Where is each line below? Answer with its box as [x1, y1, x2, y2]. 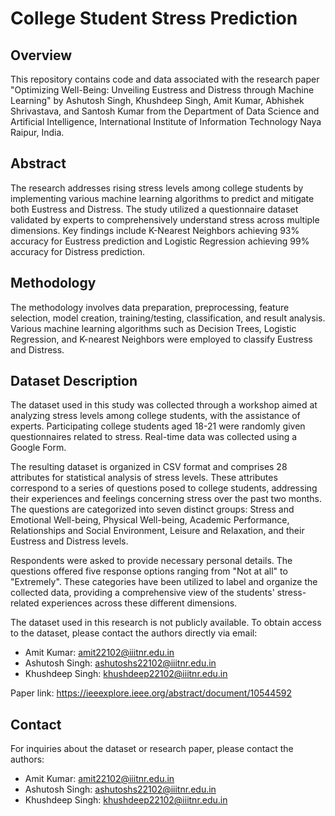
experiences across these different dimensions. [41, 597, 238, 609]
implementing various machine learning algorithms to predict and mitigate [10, 192, 315, 204]
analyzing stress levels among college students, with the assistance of [10, 410, 301, 422]
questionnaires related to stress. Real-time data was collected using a [10, 431, 298, 443]
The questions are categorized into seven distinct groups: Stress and [10, 503, 295, 516]
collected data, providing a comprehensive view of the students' [10, 587, 275, 599]
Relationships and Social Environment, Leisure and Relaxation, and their [10, 525, 305, 537]
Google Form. [10, 442, 67, 454]
